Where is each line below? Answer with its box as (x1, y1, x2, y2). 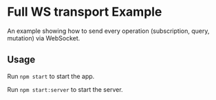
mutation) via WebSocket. (7, 34, 80, 42)
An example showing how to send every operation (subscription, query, (7, 27, 210, 35)
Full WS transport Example (7, 4, 162, 20)
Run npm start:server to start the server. (7, 85, 123, 93)
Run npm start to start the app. (7, 72, 95, 80)
